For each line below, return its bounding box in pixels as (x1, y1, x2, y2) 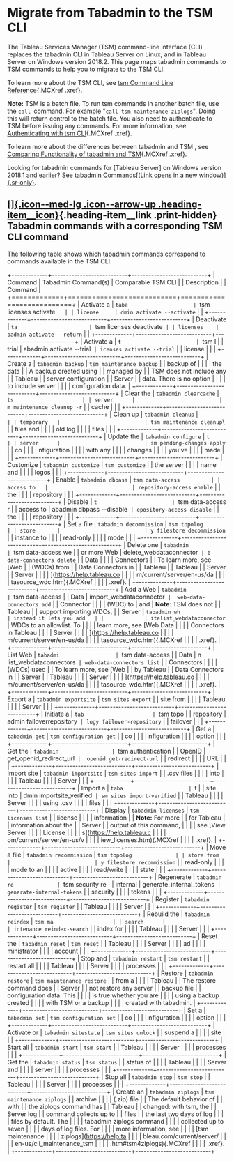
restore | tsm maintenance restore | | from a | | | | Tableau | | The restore (7, 976, 216, 984)
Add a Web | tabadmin (124, 585, 187, 593)
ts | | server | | (7, 396, 223, 404)
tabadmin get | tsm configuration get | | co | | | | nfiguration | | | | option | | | (7, 732, 226, 740)
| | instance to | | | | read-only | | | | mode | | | (7, 533, 136, 542)
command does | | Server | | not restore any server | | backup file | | (7, 984, 202, 992)
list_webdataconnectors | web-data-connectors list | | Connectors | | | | (7, 657, 218, 666)
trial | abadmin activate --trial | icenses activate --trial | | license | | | (7, 344, 216, 353)
